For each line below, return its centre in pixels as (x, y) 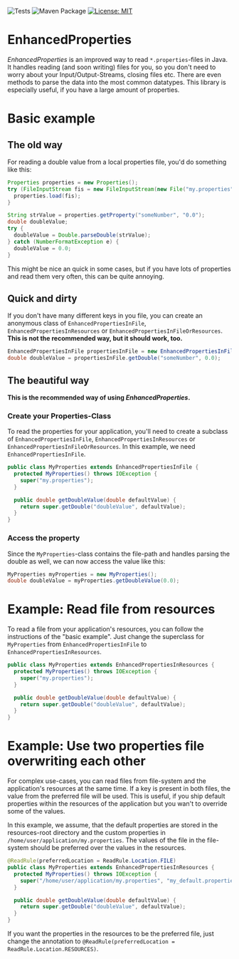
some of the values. (36, 812)
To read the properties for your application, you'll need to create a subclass (118, 432)
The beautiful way (48, 380)
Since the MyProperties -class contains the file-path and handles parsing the (119, 554)
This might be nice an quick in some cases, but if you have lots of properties (119, 269)
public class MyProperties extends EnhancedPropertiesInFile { (103, 467)
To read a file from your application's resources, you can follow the (106, 629)
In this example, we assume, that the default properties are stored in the (113, 825)
